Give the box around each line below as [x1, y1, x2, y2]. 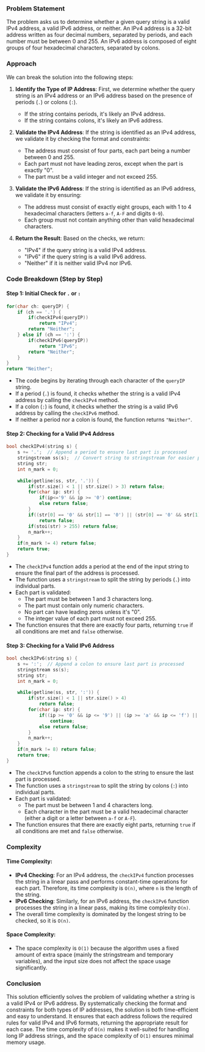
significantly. [15, 964, 48, 971]
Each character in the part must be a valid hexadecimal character [24, 808, 189, 815]
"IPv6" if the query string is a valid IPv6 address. [24, 253, 146, 260]
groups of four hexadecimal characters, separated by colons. [6, 44, 160, 51]
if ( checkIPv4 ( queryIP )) [28, 315, 88, 321]
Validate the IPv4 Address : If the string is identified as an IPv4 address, [15, 129, 196, 136]
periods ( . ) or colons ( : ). [15, 98, 77, 105]
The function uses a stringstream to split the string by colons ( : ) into [15, 782, 189, 789]
